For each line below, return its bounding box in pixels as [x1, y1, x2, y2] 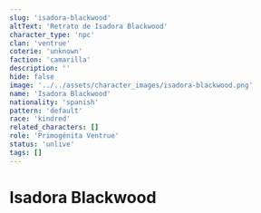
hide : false [9, 73, 54, 82]
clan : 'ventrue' [9, 38, 71, 48]
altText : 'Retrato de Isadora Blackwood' [9, 22, 169, 31]
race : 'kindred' [9, 114, 71, 123]
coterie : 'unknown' [9, 47, 83, 56]
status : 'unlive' [9, 140, 75, 149]
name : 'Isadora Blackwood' [9, 89, 111, 98]
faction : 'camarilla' [9, 55, 92, 64]
